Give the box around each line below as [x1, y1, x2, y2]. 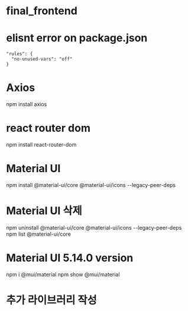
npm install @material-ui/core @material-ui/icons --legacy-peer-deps [6, 181, 176, 188]
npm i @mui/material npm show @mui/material [6, 271, 120, 278]
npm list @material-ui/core [6, 230, 71, 237]
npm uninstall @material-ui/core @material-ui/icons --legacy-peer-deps [6, 224, 182, 231]
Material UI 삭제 [6, 204, 83, 218]
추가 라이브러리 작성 [6, 294, 98, 307]
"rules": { [6, 51, 33, 57]
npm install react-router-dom [6, 141, 77, 148]
